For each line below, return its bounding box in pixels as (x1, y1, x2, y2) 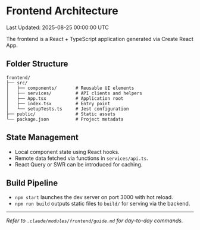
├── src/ (6, 80, 28, 86)
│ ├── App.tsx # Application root (6, 95, 124, 102)
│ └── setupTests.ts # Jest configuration (6, 106, 129, 112)
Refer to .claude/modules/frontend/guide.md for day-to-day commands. (6, 217, 183, 224)
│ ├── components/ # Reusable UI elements (6, 85, 135, 91)
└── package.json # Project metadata (6, 116, 124, 122)
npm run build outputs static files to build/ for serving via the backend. (14, 200, 190, 207)
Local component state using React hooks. (14, 148, 120, 155)
